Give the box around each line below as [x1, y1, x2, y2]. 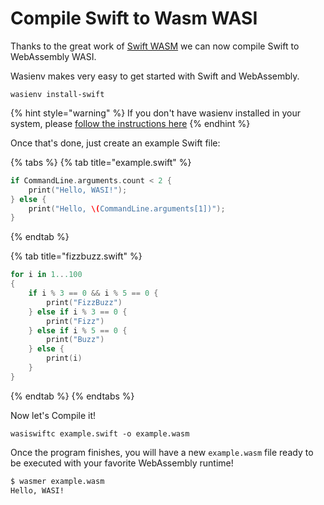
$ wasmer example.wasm [10, 476, 105, 486]
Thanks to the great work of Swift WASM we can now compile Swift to [10, 40, 300, 52]
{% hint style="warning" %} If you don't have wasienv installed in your [10, 107, 302, 119]
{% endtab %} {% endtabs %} [10, 390, 135, 402]
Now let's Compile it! [10, 409, 97, 421]
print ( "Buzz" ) [46, 335, 105, 345]
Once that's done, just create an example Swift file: [10, 137, 221, 149]
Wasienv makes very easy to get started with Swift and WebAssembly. [10, 70, 300, 82]
